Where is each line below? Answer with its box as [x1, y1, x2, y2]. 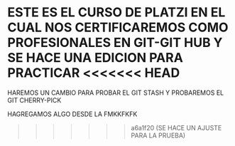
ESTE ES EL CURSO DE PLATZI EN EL [7, 4, 226, 21]
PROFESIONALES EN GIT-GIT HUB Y [7, 35, 223, 51]
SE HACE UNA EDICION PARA [7, 50, 183, 66]
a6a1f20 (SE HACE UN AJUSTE [131, 123, 222, 132]
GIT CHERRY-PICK [7, 95, 62, 104]
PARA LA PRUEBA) [131, 131, 186, 140]
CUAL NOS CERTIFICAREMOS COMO [7, 19, 229, 36]
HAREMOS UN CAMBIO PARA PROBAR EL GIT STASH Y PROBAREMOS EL [7, 88, 224, 97]
